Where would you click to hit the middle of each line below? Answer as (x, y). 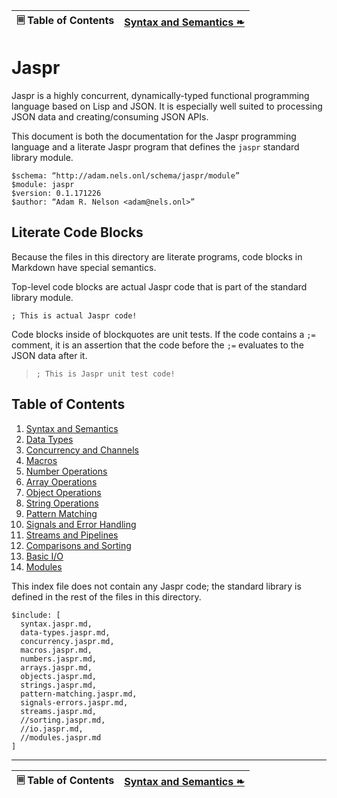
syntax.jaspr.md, (56, 624)
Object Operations (63, 492)
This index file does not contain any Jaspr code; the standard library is (156, 586)
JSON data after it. (49, 355)
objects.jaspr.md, (59, 676)
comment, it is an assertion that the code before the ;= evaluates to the (157, 345)
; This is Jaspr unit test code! (105, 374)
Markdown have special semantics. (84, 267)
